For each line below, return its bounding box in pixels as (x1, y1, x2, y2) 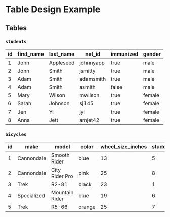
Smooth (51, 152, 70, 159)
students (5, 39, 27, 44)
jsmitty (79, 67, 96, 74)
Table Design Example (5, 4, 101, 15)
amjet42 (79, 116, 100, 123)
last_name (49, 50, 75, 58)
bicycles (5, 131, 27, 137)
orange (78, 203, 96, 210)
